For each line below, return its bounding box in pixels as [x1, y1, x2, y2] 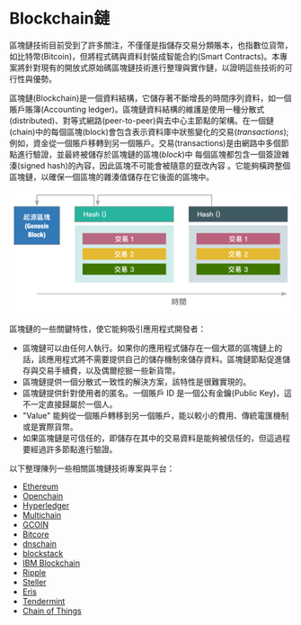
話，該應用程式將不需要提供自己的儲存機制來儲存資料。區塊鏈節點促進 [22, 353, 283, 365]
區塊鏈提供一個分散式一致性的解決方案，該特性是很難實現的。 [22, 376, 252, 387]
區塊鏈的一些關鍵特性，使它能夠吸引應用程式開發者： [9, 323, 207, 334]
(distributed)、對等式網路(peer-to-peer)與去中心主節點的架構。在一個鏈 [9, 114, 274, 126]
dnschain [22, 538, 57, 549]
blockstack [22, 548, 64, 558]
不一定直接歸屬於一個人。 [22, 398, 118, 410]
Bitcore [22, 529, 49, 539]
